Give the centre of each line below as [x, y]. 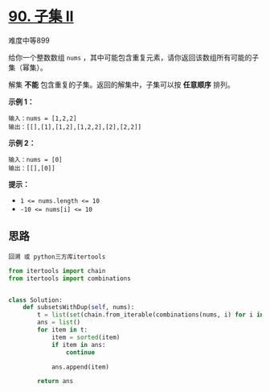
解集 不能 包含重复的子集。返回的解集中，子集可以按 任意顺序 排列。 [121, 85]
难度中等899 [29, 40]
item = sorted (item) [86, 337]
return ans [55, 382]
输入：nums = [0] [35, 159]
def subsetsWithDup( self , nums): [79, 307]
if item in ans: [78, 345]
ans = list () [59, 323]
